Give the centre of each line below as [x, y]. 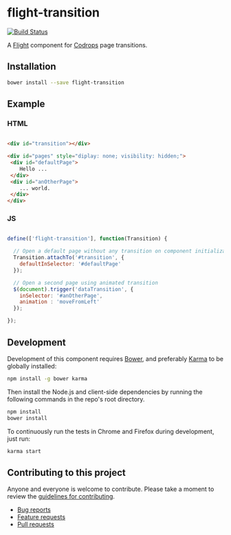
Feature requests [41, 517]
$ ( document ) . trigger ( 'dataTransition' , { [74, 289]
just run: [19, 439]
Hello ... [34, 169]
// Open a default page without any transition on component [103, 251]
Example [26, 104]
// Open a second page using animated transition [86, 283]
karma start [24, 451]
